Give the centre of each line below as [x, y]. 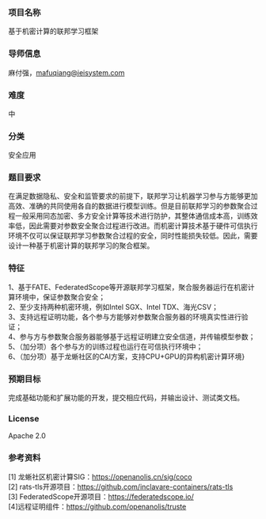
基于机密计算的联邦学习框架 [53, 31]
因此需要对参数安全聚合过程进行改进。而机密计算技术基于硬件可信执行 [143, 226]
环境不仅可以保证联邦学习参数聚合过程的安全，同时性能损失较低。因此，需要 [133, 236]
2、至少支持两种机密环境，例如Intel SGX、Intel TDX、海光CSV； [114, 307]
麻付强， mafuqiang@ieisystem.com [66, 72]
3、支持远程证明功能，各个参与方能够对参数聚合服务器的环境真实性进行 [125, 317]
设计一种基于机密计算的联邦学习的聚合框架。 [81, 246]
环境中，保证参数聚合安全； [60, 297]
